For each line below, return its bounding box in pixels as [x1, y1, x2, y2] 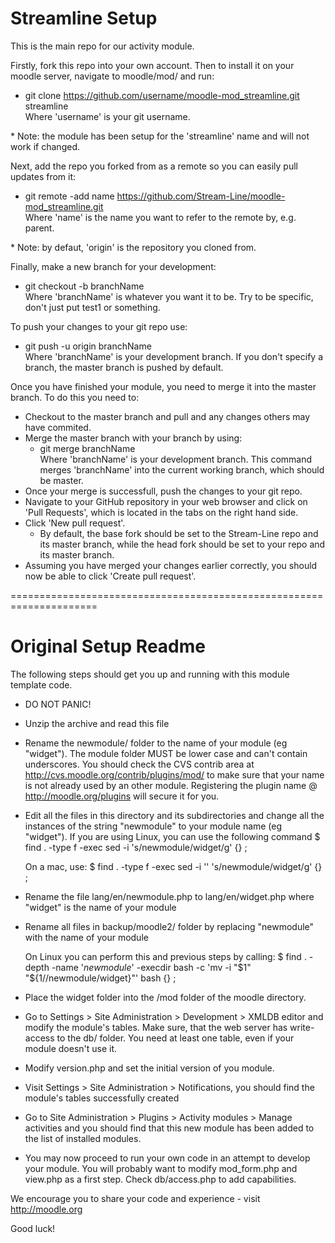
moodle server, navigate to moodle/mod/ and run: [10, 70, 215, 82]
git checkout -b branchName [24, 280, 145, 292]
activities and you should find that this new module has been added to [24, 1122, 315, 1134]
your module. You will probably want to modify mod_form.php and [24, 1162, 298, 1174]
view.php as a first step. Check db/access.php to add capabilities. [24, 1173, 297, 1185]
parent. [24, 222, 55, 234]
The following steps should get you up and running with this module [10, 668, 290, 680]
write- [289, 1021, 315, 1033]
